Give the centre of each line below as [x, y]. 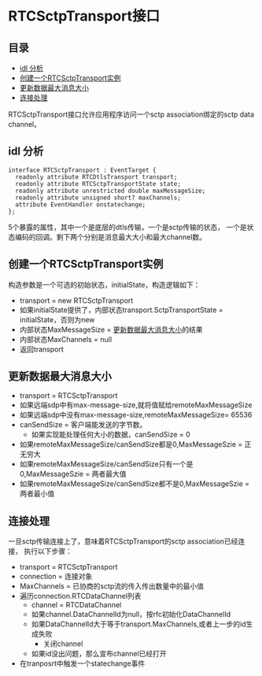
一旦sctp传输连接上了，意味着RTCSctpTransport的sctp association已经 [123, 541]
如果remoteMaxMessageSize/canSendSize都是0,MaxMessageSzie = [131, 444]
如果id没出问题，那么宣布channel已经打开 [99, 654]
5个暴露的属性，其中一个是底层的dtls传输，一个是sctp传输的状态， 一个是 [127, 227]
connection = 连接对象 [56, 577]
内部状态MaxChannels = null [66, 339]
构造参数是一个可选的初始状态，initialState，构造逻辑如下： [104, 284]
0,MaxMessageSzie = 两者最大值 [73, 474]
